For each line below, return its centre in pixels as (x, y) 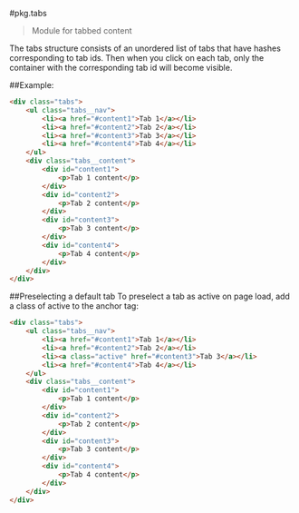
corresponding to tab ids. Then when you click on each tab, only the (137, 58)
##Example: (32, 85)
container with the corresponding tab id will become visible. (121, 68)
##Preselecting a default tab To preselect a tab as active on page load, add (149, 296)
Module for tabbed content (82, 30)
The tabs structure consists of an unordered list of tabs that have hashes (145, 48)
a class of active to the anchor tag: (74, 306)
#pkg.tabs (28, 13)
